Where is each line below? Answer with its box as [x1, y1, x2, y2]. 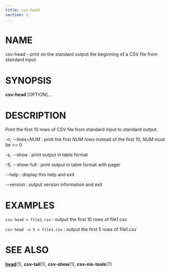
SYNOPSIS [5, 75, 52, 86]
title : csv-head [5, 7, 40, 13]
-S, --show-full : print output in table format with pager [5, 162, 121, 168]
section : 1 [5, 12, 29, 17]
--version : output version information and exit [5, 181, 103, 187]
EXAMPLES [5, 199, 55, 211]
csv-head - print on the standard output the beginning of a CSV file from [5, 51, 158, 57]
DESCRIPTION [5, 110, 66, 121]
